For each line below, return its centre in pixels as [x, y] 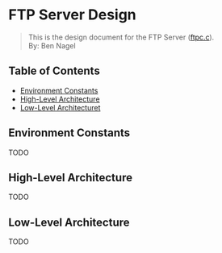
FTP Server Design [73, 15]
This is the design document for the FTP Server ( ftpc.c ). [121, 37]
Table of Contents [54, 71]
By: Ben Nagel [52, 45]
